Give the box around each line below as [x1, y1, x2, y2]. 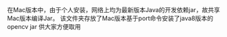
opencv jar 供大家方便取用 [7, 23, 81, 30]
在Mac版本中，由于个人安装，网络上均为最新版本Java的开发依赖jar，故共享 [7, 6, 221, 13]
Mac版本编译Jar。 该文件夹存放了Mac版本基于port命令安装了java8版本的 [7, 14, 214, 22]
